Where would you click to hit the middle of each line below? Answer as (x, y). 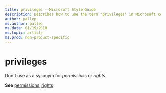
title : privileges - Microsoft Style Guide (51, 10)
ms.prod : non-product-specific (37, 38)
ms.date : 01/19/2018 (26, 28)
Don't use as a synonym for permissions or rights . (56, 75)
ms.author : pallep (24, 23)
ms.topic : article (24, 33)
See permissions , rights (29, 85)
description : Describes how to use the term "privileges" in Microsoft (80, 14)
